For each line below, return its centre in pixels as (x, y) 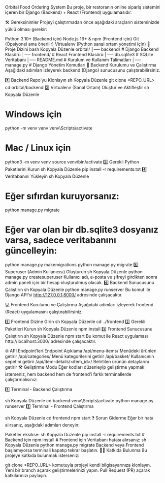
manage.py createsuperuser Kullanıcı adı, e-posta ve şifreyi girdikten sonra (81, 277)
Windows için (33, 114)
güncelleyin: (31, 251)
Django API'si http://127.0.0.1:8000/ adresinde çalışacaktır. (64, 294)
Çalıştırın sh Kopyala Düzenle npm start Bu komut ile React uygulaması (77, 336)
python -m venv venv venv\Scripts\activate (49, 128)
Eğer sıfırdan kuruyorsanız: (62, 196)
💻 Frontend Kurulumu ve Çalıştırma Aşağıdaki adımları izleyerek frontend (79, 304)
